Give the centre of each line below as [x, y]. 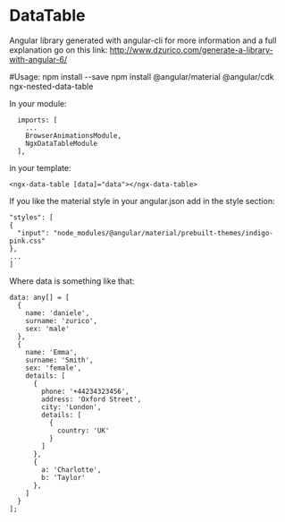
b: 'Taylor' [64, 477]
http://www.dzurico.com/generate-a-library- [192, 49]
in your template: [40, 167]
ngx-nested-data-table [51, 86]
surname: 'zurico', [62, 321]
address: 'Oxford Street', [92, 399]
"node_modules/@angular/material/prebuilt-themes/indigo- [163, 233]
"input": [34, 233]
